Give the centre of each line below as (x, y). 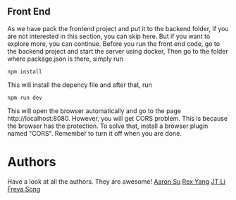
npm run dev (25, 98)
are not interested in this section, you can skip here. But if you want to (109, 36)
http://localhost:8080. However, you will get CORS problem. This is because (117, 118)
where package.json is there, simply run (65, 59)
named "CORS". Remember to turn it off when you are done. (94, 133)
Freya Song (24, 189)
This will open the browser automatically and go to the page (94, 111)
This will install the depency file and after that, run (80, 85)
